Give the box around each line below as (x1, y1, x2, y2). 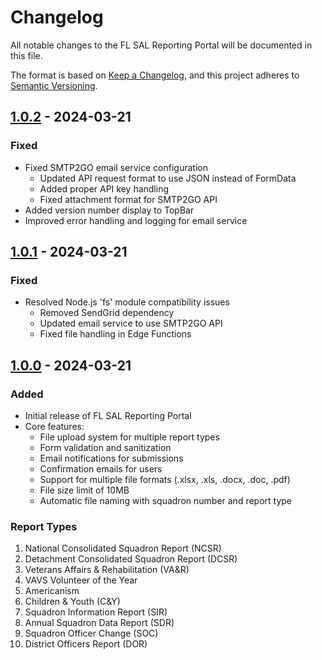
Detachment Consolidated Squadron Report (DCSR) (24, 553, 238, 565)
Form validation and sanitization (39, 442, 172, 453)
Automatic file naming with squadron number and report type (39, 495, 293, 506)
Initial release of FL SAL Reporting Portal (24, 410, 192, 421)
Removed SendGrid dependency (39, 307, 175, 319)
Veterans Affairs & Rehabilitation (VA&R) (24, 564, 190, 576)
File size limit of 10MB (39, 484, 130, 496)
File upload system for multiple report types (39, 431, 220, 443)
